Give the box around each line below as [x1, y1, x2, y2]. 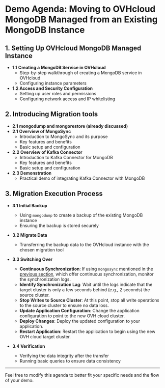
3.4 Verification [12, 343, 45, 349]
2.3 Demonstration [12, 170, 52, 176]
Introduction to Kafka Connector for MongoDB [19, 154, 113, 160]
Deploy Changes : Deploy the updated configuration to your [19, 318, 140, 324]
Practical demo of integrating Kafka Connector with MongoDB [19, 175, 145, 181]
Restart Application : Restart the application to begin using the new [19, 328, 156, 334]
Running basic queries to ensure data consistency [19, 358, 121, 364]
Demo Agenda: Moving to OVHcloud [5, 3, 156, 15]
